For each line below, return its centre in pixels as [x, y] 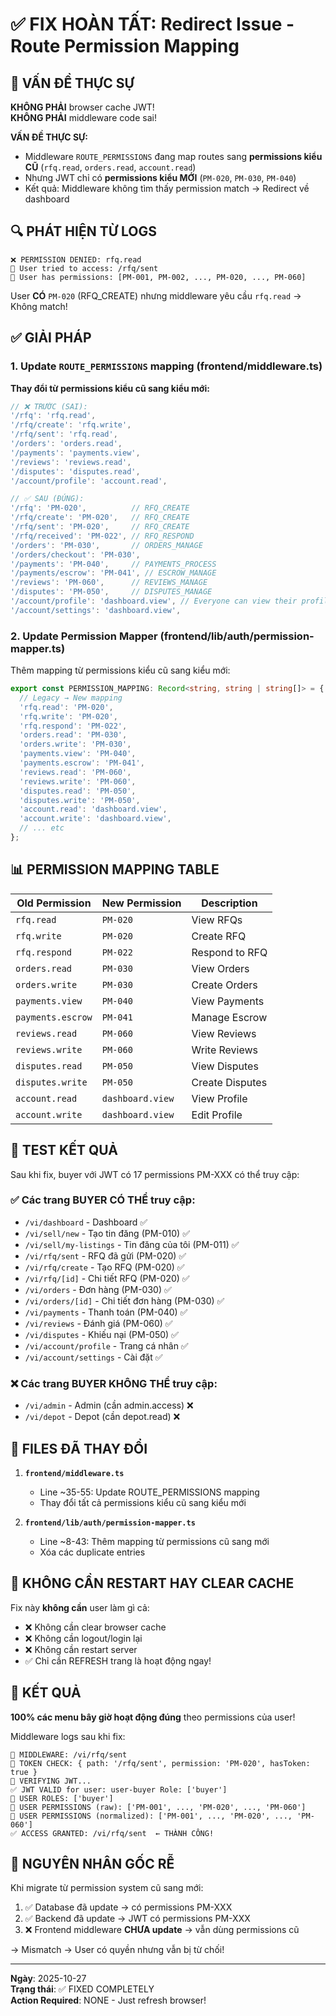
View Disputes [225, 1066]
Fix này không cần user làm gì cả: [80, 1607]
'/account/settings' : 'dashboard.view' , [96, 610]
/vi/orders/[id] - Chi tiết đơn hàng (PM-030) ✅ [124, 1300]
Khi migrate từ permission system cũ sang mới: [107, 1888]
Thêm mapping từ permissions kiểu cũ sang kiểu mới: [120, 670]
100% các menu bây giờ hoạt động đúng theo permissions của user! [153, 1717]
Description [229, 903]
